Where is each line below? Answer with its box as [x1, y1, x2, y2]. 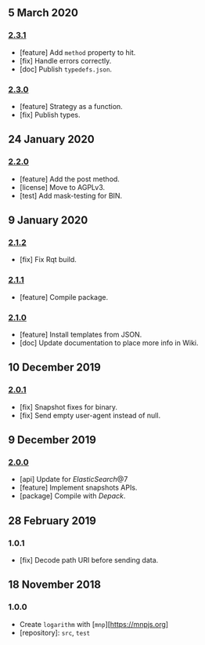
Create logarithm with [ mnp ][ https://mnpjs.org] [19, 619, 169, 629]
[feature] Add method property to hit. [19, 47, 136, 57]
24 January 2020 [8, 133, 95, 146]
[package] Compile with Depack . [19, 491, 126, 501]
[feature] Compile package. [19, 292, 109, 301]
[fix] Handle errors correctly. [19, 56, 112, 65]
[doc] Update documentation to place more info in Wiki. [19, 337, 199, 348]
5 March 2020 [8, 6, 79, 20]
